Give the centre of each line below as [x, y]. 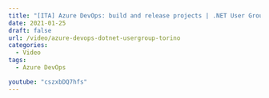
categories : [28, 45]
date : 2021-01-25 [37, 23]
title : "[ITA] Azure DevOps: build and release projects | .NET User [127, 16]
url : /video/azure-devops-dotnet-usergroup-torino [94, 38]
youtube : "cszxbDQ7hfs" [48, 82]
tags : [17, 61]
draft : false [30, 30]
